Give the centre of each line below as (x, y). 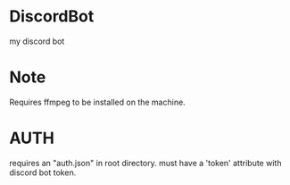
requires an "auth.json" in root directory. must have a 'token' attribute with (145, 163)
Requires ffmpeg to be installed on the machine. (97, 102)
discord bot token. (43, 172)
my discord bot (37, 41)
